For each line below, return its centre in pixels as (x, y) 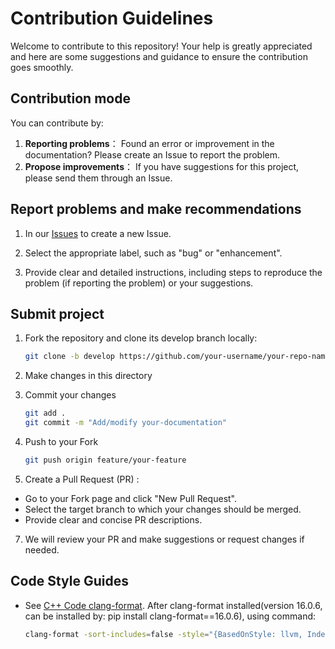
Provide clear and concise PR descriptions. (113, 519)
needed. (42, 549)
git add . (45, 413)
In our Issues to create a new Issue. (98, 233)
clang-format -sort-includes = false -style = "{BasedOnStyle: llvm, (163, 634)
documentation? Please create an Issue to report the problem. (152, 154)
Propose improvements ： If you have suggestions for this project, (162, 166)
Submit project (57, 313)
